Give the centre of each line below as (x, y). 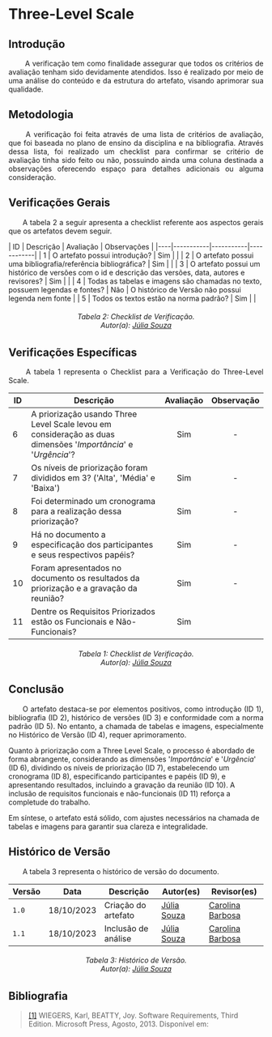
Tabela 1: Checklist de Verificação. (136, 654)
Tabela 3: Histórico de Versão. (136, 960)
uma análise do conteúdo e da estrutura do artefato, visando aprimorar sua (136, 81)
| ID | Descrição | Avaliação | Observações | (81, 246)
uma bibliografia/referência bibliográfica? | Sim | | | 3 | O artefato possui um (134, 263)
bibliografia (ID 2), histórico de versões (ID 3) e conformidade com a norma (136, 717)
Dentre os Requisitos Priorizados (93, 612)
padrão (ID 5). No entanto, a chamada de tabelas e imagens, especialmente (136, 726)
